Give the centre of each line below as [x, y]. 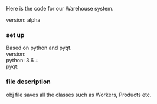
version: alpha [23, 20]
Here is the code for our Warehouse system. [60, 9]
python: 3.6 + [22, 61]
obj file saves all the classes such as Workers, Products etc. [79, 95]
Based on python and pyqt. [39, 48]
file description [29, 82]
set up [15, 35]
